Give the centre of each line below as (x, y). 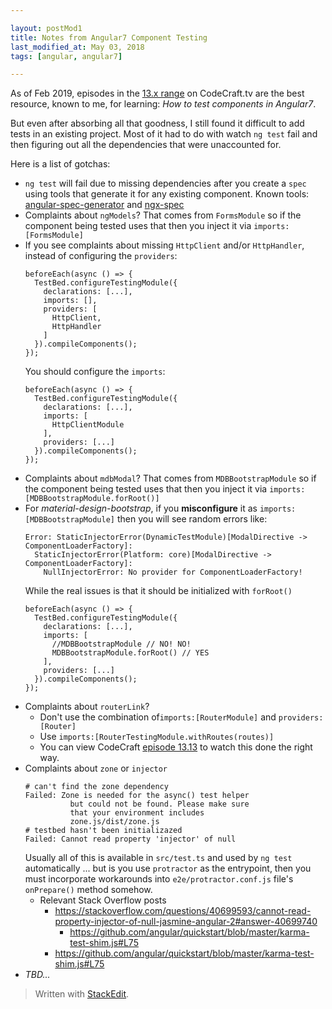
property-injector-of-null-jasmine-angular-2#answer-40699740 (186, 922)
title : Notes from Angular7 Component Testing (109, 37)
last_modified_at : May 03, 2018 (77, 47)
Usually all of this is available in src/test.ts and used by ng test (158, 858)
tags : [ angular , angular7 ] (66, 56)
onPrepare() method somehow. (88, 890)
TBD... (37, 975)
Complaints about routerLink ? (87, 707)
